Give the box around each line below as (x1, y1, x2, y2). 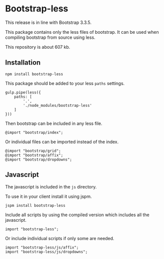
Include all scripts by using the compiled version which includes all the (5, 212, 150, 218)
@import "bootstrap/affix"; (5, 153, 64, 158)
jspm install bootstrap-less (5, 203, 66, 208)
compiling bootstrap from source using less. (5, 34, 95, 40)
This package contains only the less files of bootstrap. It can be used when (5, 29, 159, 35)
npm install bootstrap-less (5, 72, 64, 77)
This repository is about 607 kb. (5, 44, 71, 50)
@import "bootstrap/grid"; (5, 148, 61, 153)
